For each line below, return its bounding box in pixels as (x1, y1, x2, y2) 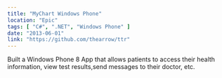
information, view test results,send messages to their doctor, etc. (7, 63, 195, 71)
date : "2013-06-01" (7, 29, 65, 37)
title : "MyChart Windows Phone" (7, 10, 102, 17)
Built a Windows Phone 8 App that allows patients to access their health (7, 55, 216, 63)
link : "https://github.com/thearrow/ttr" (7, 36, 131, 43)
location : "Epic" (7, 17, 58, 24)
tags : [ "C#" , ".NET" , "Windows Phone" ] (7, 23, 131, 30)
